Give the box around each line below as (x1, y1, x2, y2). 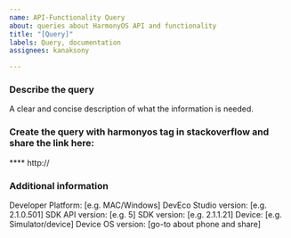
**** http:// (9, 157, 51, 168)
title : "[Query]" (9, 29, 74, 38)
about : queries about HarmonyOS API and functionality (9, 21, 217, 30)
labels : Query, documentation (9, 37, 122, 47)
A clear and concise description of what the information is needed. (9, 103, 254, 114)
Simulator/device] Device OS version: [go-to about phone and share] (9, 219, 261, 230)
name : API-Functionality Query (9, 12, 125, 22)
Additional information (9, 179, 109, 192)
